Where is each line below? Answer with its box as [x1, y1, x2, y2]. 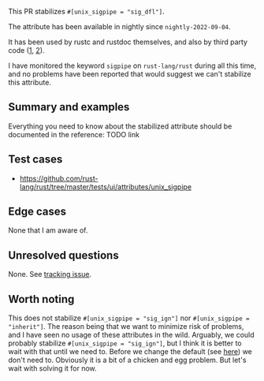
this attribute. [8, 78, 51, 87]
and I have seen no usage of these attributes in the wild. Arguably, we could [8, 331, 255, 340]
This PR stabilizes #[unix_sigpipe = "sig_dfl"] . [8, 7, 165, 16]
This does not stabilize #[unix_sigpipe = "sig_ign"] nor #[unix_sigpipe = [8, 313, 250, 323]
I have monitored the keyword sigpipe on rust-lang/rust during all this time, [8, 61, 257, 70]
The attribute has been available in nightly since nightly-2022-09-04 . [8, 22, 231, 31]
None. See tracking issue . [8, 270, 92, 279]
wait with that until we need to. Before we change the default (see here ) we [8, 347, 252, 357]
